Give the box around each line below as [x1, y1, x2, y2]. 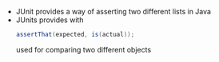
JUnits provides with [15, 15, 84, 25]
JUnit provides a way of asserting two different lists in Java [15, 7, 212, 16]
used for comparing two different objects [15, 45, 152, 54]
